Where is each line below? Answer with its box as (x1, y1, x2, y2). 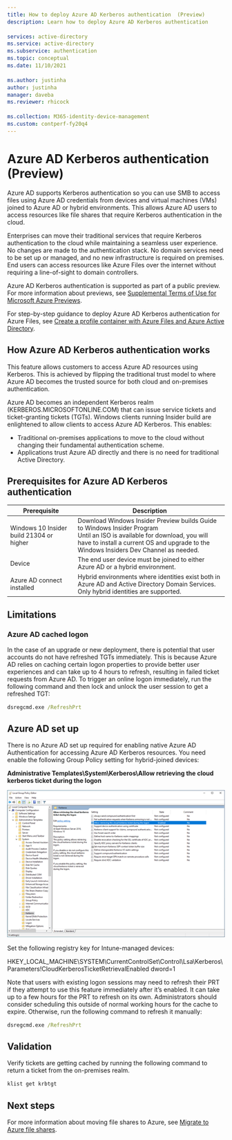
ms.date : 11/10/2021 (7, 62, 67, 69)
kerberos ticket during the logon (7, 777, 102, 785)
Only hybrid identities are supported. (77, 587, 182, 596)
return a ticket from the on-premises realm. (7, 1066, 130, 1074)
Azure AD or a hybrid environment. (77, 563, 176, 571)
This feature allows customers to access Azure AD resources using (7, 363, 198, 371)
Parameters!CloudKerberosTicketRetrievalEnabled (7, 965, 150, 973)
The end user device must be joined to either (77, 555, 205, 564)
